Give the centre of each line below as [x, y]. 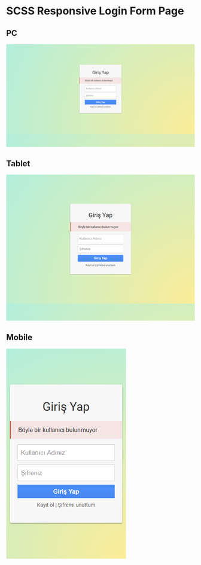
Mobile [19, 338]
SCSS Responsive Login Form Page [95, 11]
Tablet [18, 164]
